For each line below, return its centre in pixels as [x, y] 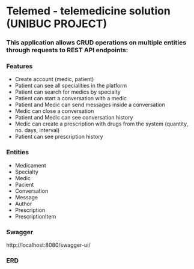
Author [23, 204]
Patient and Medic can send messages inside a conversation [90, 105]
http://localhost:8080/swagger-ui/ [48, 245]
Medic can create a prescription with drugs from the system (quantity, [102, 124]
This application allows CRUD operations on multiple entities [96, 43]
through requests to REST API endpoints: [67, 50]
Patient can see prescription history [59, 137]
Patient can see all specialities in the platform [71, 86]
